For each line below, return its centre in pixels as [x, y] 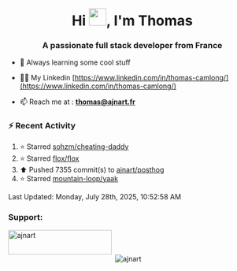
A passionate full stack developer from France [132, 46]
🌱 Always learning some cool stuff [75, 62]
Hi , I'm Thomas [132, 21]
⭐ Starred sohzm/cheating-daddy [74, 147]
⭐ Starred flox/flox [49, 158]
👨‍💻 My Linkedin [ [47, 78]
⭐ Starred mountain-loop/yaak [69, 178]
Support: [26, 217]
